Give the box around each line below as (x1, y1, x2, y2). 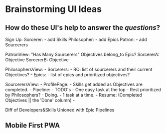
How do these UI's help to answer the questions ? (5, 23, 161, 32)
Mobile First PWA (5, 121, 60, 130)
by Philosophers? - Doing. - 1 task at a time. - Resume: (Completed (5, 92, 142, 98)
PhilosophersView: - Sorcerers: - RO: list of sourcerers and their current (5, 66, 153, 72)
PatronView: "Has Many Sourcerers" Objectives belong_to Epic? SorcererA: (5, 51, 160, 57)
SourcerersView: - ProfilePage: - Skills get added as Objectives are (5, 81, 143, 87)
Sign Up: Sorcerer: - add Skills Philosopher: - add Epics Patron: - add (5, 36, 147, 42)
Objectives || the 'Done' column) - (5, 97, 75, 103)
